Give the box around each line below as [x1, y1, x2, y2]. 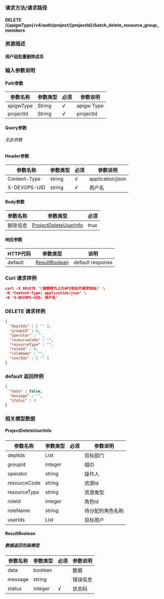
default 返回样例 [5, 372, 44, 379]
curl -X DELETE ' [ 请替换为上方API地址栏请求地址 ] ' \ [5, 286, 105, 291]
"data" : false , [9, 389, 43, 394]
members [5, 27, 25, 33]
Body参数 [5, 199, 25, 205]
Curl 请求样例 [5, 274, 37, 281]
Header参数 [5, 153, 29, 159]
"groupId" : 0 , [9, 328, 41, 333]
